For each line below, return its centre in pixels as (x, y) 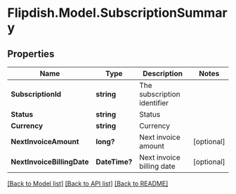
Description (163, 73)
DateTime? (114, 162)
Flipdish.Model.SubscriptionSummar (117, 13)
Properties (31, 54)
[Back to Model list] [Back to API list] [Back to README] (88, 183)
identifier (154, 103)
